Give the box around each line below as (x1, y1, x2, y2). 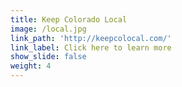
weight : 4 (10, 61, 52, 71)
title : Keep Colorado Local (10, 14, 128, 25)
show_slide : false (10, 52, 87, 62)
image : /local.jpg (10, 24, 87, 34)
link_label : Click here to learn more (10, 42, 172, 53)
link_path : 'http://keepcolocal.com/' (10, 33, 172, 43)
